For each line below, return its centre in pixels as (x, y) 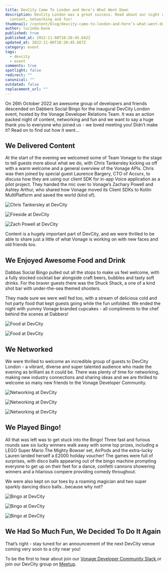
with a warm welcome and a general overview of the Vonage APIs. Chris (79, 168)
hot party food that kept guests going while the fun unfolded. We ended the (83, 303)
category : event (22, 47)
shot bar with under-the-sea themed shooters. (53, 288)
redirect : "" (19, 75)
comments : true (21, 66)
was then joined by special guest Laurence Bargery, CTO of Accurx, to (78, 174)
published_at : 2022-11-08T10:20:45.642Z (48, 38)
